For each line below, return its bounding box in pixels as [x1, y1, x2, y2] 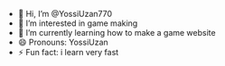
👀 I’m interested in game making [17, 18, 138, 29]
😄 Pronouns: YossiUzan [17, 37, 108, 47]
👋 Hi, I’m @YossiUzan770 [17, 9, 113, 19]
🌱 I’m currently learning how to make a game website [17, 28, 216, 37]
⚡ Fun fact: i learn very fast [17, 47, 119, 57]
